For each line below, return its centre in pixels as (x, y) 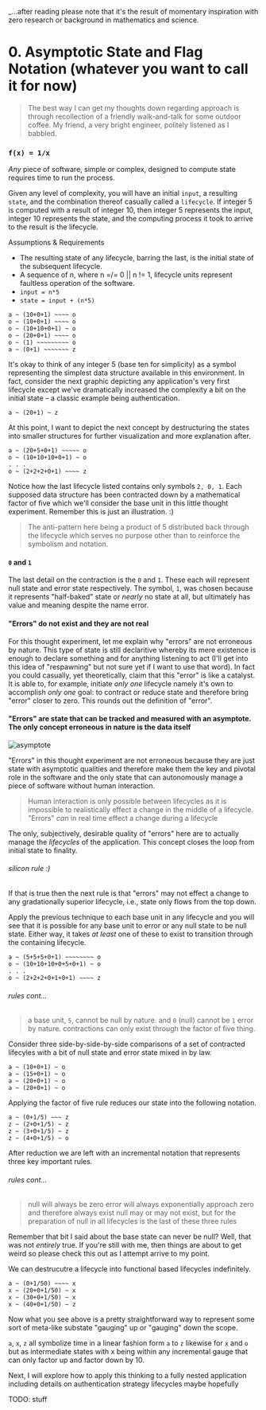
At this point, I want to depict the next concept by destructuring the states (129, 428)
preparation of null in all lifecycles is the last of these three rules (132, 1221)
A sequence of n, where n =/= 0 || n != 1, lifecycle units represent (126, 275)
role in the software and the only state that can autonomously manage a (126, 777)
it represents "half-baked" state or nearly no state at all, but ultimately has (129, 597)
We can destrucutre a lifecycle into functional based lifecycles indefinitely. (130, 1269)
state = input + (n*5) (57, 301)
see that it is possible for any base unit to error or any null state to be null (128, 926)
